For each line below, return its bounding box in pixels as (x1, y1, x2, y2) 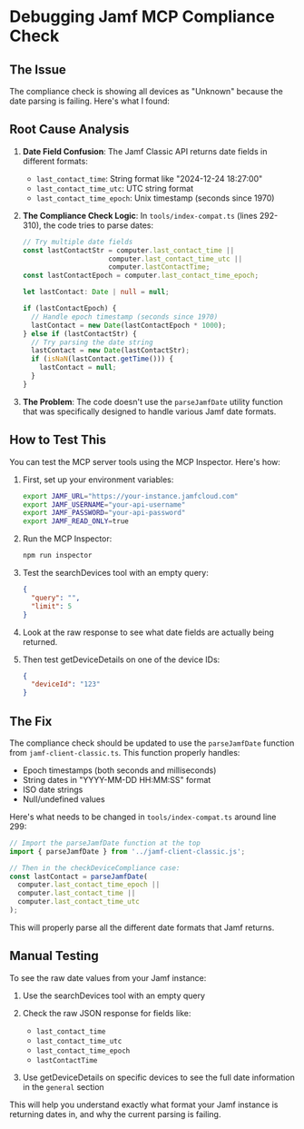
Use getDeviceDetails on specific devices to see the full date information (22, 1072, 295, 1083)
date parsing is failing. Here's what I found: (9, 95, 171, 106)
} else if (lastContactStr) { (22, 329, 138, 338)
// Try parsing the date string (31, 338, 153, 347)
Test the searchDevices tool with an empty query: (22, 568, 209, 578)
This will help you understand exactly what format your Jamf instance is (9, 1099, 279, 1110)
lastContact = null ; (39, 363, 117, 372)
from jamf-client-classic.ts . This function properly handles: (9, 747, 240, 758)
